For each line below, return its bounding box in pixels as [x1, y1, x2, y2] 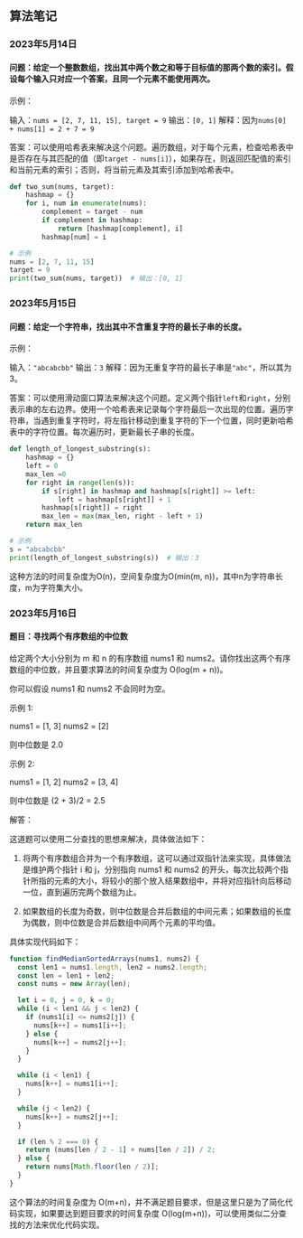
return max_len [25, 521, 83, 530]
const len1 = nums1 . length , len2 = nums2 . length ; [17, 962, 207, 971]
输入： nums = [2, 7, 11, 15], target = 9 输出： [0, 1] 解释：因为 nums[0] [9, 114, 287, 125]
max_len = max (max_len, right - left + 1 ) [41, 511, 204, 521]
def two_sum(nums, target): [9, 182, 115, 192]
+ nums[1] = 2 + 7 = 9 [9, 125, 95, 134]
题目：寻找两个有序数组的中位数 [9, 631, 128, 642]
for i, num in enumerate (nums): [25, 199, 147, 208]
